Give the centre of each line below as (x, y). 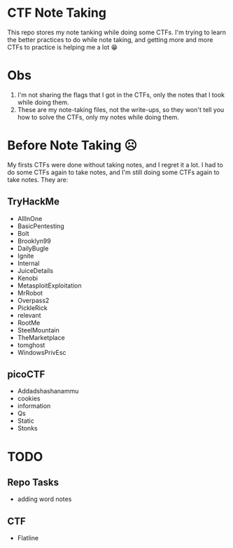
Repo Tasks (33, 483)
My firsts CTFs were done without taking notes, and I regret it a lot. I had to (115, 164)
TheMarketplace (41, 337)
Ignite (26, 255)
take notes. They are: (38, 179)
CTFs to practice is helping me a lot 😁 (62, 47)
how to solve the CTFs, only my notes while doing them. (98, 117)
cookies (29, 399)
